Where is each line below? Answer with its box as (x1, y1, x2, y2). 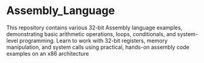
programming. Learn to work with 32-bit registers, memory (19, 37, 168, 44)
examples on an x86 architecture (6, 50, 89, 57)
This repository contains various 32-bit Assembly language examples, (6, 24, 183, 31)
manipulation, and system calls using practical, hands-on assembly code (6, 43, 190, 51)
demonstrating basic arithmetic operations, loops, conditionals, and (6, 30, 176, 37)
